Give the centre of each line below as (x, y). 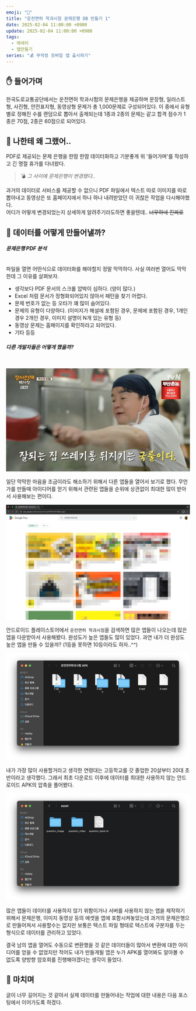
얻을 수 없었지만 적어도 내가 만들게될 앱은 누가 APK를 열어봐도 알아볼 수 (103, 953)
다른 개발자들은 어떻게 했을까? (40, 347)
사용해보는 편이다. (32, 496)
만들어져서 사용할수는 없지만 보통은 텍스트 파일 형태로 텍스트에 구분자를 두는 (99, 925)
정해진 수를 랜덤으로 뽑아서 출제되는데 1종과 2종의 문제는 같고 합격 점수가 (99, 113)
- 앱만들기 (22, 50)
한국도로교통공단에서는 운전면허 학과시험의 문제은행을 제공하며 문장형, (85, 99)
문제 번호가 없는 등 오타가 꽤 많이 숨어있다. (63, 303)
